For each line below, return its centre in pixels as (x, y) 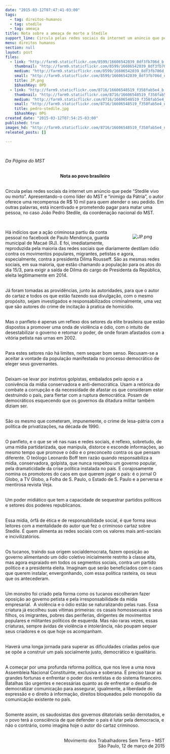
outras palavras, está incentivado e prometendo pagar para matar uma (79, 207)
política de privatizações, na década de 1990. (53, 427)
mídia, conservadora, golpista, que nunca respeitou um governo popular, (81, 463)
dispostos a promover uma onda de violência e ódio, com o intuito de (77, 327)
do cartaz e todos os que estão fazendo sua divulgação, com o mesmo (79, 296)
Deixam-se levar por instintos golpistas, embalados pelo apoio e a (74, 379)
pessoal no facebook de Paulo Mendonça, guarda (57, 238)
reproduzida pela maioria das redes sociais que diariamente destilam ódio (82, 248)
